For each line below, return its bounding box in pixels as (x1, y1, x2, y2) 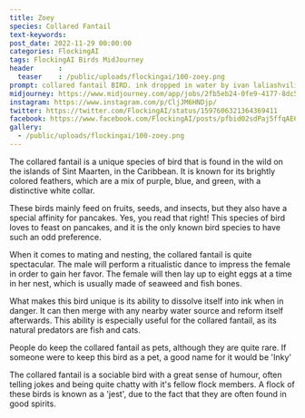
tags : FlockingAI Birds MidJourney (9, 55, 144, 64)
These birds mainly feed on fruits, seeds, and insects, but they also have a (9, 202, 288, 213)
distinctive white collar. (9, 185, 95, 196)
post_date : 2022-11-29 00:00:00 (9, 38, 132, 48)
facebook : (9, 114, 47, 123)
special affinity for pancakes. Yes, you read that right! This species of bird (9, 212, 286, 223)
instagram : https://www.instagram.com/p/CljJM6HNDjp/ (9, 97, 218, 107)
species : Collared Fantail (9, 22, 112, 31)
